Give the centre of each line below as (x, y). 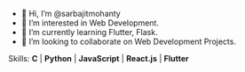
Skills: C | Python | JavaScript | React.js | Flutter (99, 58)
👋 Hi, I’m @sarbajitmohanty (71, 14)
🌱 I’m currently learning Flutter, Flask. (89, 32)
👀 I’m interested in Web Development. (90, 23)
